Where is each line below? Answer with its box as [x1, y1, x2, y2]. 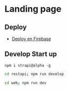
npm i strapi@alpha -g [4, 63, 51, 68]
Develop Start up [4, 50, 57, 58]
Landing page [4, 3, 62, 15]
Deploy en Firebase [11, 36, 51, 42]
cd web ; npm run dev [4, 80, 47, 85]
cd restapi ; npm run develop [4, 71, 64, 76]
